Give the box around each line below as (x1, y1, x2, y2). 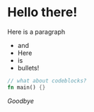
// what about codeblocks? (7, 77, 87, 85)
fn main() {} (7, 84, 46, 91)
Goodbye (7, 97, 34, 105)
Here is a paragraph (7, 27, 66, 36)
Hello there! (7, 4, 78, 20)
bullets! (17, 63, 40, 72)
